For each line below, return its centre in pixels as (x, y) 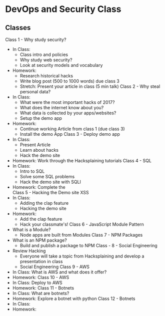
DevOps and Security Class (63, 9)
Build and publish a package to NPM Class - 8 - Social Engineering (88, 245)
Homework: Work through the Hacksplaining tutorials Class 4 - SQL (82, 160)
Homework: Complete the (39, 187)
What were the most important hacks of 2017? (67, 102)
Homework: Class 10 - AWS (41, 277)
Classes (18, 28)
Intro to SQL (32, 171)
